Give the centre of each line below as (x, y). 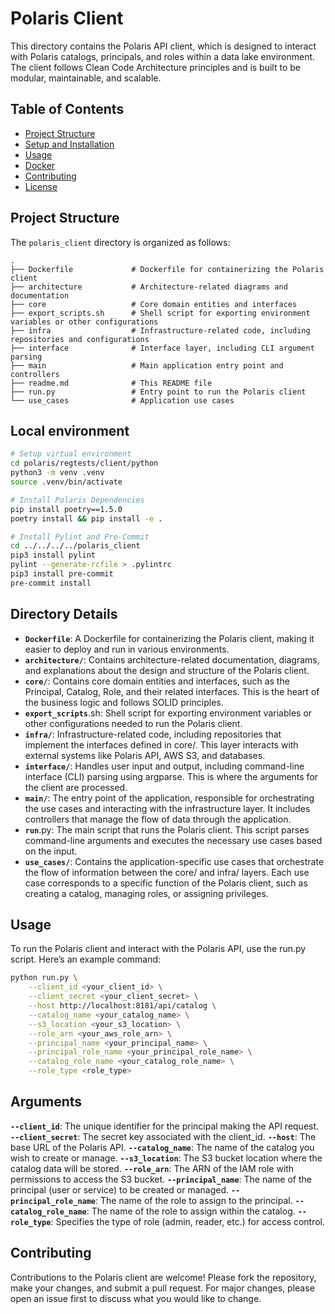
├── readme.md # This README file (111, 383)
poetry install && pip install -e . (86, 518)
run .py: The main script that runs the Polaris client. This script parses (167, 829)
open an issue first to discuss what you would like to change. (136, 1298)
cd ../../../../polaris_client (75, 546)
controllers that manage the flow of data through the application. (158, 819)
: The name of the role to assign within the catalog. (191, 1211)
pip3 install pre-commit (62, 574)
